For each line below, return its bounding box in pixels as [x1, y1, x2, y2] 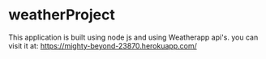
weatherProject [8, 6, 115, 24]
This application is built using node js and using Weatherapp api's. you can [8, 32, 259, 42]
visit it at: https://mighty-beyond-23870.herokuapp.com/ [8, 40, 197, 50]
